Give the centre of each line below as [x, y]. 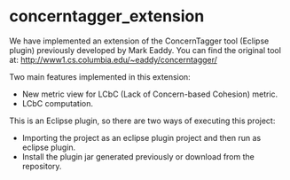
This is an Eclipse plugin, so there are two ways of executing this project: [142, 121]
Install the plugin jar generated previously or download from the [138, 156]
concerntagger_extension [107, 16]
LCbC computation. [57, 103]
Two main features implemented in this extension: [100, 76]
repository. [42, 166]
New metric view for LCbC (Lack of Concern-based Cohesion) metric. [150, 94]
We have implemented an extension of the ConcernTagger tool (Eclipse [139, 41]
